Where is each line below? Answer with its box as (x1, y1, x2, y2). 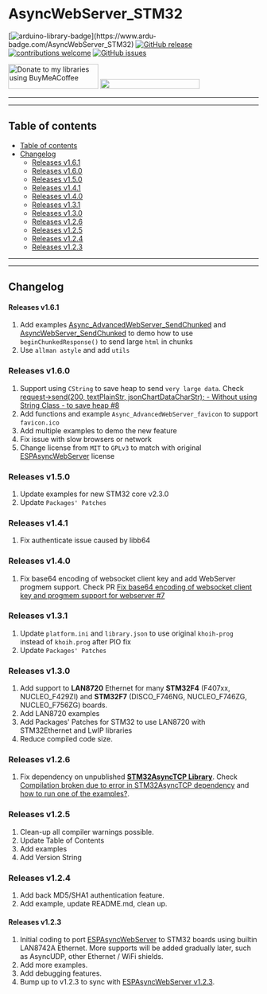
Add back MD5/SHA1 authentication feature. (19, 890, 165, 900)
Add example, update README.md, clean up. (19, 899, 168, 909)
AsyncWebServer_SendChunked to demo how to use (19, 328, 193, 339)
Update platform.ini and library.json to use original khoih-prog (19, 628, 234, 638)
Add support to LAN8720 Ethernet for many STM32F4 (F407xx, (19, 683, 230, 693)
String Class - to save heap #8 (19, 400, 120, 410)
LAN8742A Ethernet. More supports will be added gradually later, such (19, 943, 252, 953)
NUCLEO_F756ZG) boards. (19, 700, 108, 710)
